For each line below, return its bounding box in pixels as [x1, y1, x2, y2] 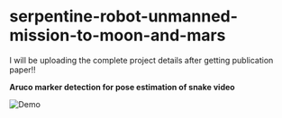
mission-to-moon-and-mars [9, 25, 226, 46]
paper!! [9, 64, 36, 75]
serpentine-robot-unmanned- [9, 6, 239, 27]
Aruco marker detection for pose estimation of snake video [9, 81, 236, 92]
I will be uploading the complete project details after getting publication [9, 55, 274, 65]
